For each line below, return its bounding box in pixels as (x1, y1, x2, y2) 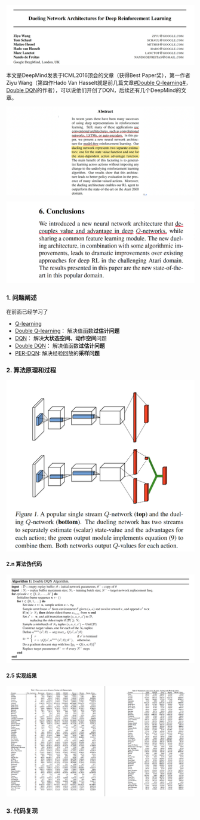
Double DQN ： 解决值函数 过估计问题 (14, 342, 105, 349)
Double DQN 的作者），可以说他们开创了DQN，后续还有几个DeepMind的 (6, 87, 181, 94)
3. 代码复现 (6, 806, 38, 815)
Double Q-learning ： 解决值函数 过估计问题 (14, 328, 120, 334)
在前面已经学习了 (6, 308, 48, 315)
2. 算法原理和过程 (6, 366, 57, 374)
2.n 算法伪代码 (6, 561, 42, 568)
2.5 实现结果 (6, 672, 37, 680)
